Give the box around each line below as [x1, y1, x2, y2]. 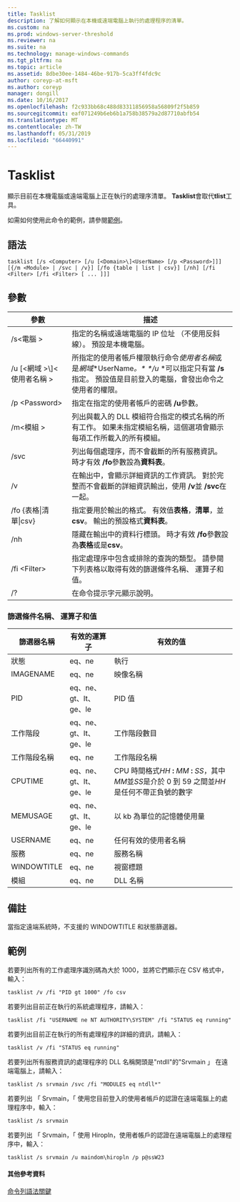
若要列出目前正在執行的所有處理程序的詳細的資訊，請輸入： [7, 1029, 183, 1039]
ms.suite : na [7, 44, 46, 51]
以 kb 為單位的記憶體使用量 [114, 812, 205, 822]
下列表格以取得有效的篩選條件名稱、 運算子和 [71, 564, 224, 574]
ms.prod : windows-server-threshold [7, 30, 114, 38]
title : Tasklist [7, 10, 56, 18]
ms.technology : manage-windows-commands [7, 51, 130, 58]
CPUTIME [11, 776, 44, 786]
